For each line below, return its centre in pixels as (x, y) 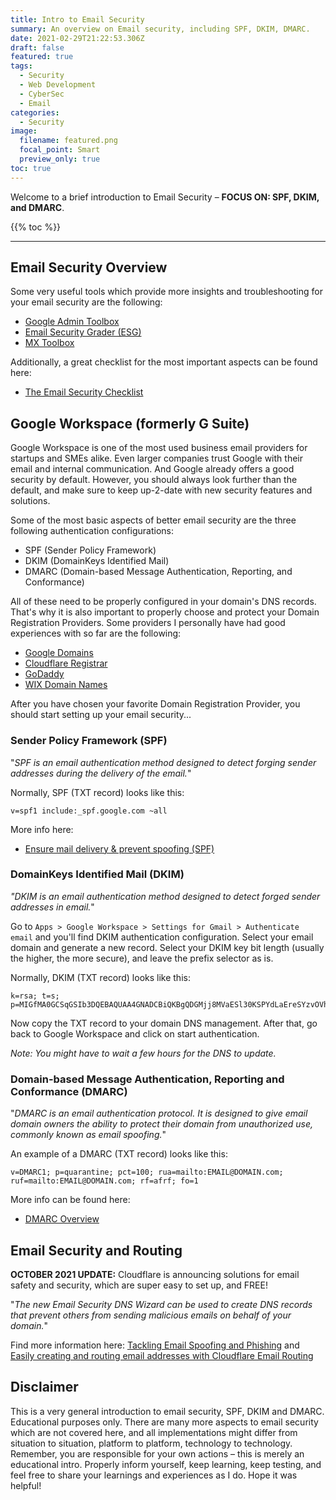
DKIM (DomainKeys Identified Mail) (97, 561)
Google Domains (59, 653)
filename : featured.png (68, 141)
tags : (21, 66)
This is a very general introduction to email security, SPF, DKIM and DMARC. (167, 1411)
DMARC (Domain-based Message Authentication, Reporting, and (158, 572)
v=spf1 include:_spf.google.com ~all (89, 811)
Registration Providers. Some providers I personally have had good (148, 623)
